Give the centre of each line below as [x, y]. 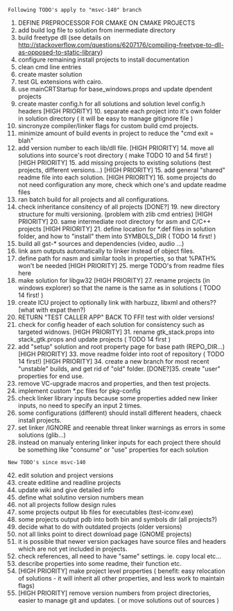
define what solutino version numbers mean [81, 497]
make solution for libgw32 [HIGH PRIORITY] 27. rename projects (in [114, 280]
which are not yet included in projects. [72, 549]
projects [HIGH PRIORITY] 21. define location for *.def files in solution [116, 229]
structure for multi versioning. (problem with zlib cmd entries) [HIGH [115, 214]
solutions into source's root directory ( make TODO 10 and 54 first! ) [115, 155]
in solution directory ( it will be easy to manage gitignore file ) [105, 118]
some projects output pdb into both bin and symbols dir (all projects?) [118, 519]
